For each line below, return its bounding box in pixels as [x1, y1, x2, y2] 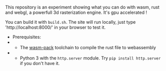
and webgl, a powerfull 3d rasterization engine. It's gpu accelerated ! [5, 9, 147, 15]
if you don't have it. [19, 61, 60, 66]
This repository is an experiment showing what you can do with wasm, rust [5, 4, 160, 10]
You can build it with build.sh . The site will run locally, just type [5, 19, 136, 25]
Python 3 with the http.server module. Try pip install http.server [19, 55, 161, 61]
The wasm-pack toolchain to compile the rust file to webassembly [19, 45, 156, 50]
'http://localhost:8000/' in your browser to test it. [5, 24, 106, 30]
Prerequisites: [12, 34, 41, 40]
